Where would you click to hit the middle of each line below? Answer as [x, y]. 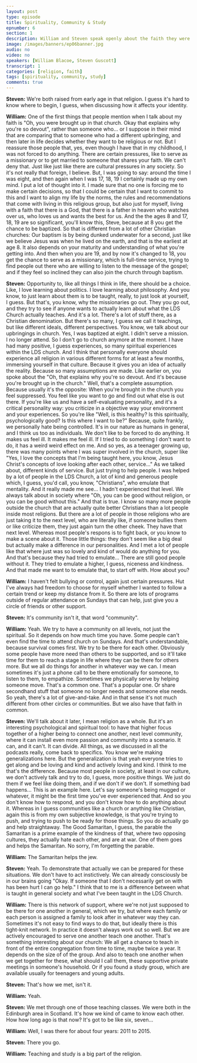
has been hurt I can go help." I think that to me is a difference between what [98, 887]
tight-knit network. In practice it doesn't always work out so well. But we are [98, 930]
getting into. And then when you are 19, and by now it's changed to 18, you [96, 253]
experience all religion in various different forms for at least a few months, [95, 358]
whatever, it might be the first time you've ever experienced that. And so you [98, 796]
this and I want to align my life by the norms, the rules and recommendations [98, 197]
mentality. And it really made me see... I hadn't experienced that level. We [95, 489]
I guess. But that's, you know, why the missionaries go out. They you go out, [98, 302]
